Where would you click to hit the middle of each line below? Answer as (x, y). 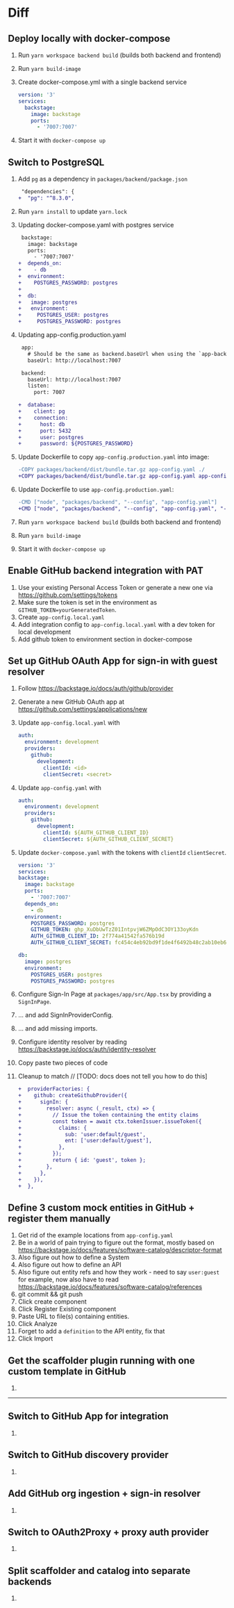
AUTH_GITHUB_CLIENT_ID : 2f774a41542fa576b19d (98, 936)
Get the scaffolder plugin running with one (101, 1360)
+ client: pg (41, 411)
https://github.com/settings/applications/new (83, 709)
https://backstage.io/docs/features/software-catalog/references (110, 1287)
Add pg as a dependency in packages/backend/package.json (103, 179)
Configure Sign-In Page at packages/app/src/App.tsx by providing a (115, 994)
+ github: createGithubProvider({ (73, 1096)
